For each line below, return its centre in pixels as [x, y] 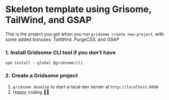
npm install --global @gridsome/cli [44, 63]
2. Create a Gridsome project [41, 76]
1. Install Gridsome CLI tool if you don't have [61, 53]
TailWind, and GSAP [48, 20]
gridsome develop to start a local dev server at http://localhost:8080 [86, 86]
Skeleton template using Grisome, [78, 9]
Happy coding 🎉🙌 [31, 92]
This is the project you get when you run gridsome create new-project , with [85, 34]
